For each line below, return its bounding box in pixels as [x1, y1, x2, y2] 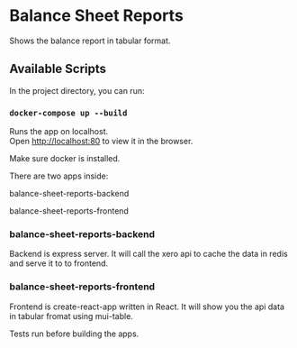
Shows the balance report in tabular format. [9, 35, 171, 46]
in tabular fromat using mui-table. [9, 310, 133, 321]
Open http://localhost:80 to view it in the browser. [9, 136, 193, 147]
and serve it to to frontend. [9, 258, 109, 269]
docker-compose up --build [9, 107, 128, 118]
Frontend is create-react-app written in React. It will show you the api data [9, 301, 285, 312]
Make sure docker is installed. [9, 153, 121, 164]
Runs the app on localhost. [9, 126, 109, 137]
